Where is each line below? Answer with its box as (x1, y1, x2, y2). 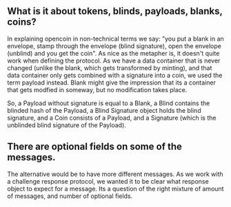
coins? (7, 17, 37, 28)
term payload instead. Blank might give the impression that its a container (7, 78, 216, 87)
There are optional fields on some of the (7, 141, 183, 153)
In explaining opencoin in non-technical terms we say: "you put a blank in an (7, 34, 224, 43)
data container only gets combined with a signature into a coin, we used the (7, 71, 223, 79)
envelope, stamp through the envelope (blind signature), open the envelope (7, 41, 222, 50)
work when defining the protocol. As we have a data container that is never (7, 56, 221, 65)
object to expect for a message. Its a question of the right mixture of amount (7, 184, 224, 193)
